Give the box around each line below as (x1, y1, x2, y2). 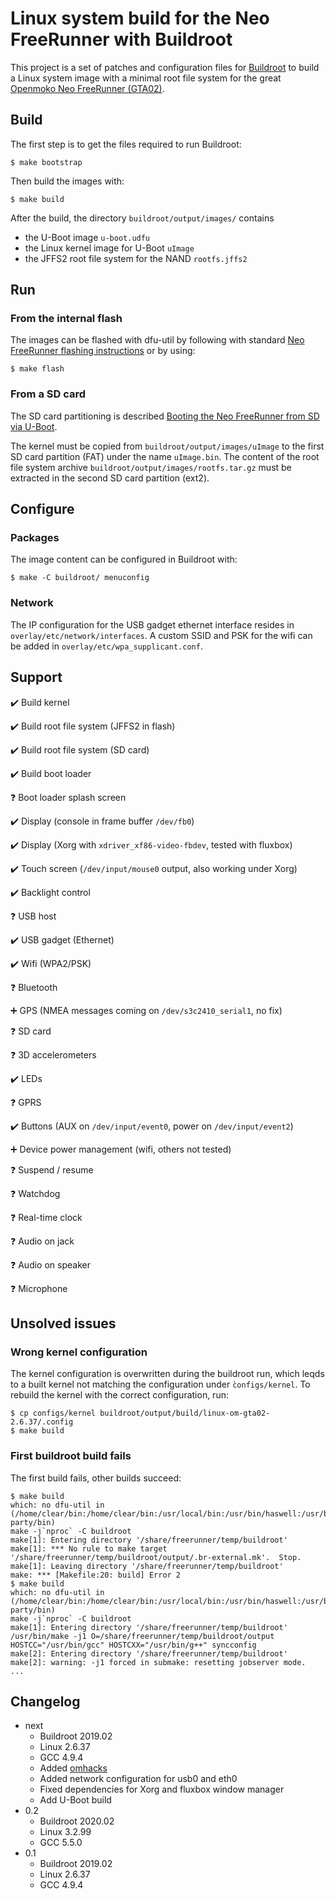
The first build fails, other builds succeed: (10, 1472, 182, 1484)
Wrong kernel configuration (10, 1345, 148, 1359)
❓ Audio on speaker (10, 1258, 91, 1271)
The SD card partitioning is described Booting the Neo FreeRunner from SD (10, 410, 320, 422)
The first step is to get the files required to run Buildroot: (10, 138, 242, 150)
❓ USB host (10, 910, 57, 922)
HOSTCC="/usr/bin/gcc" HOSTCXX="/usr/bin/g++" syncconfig (10, 1640, 257, 1650)
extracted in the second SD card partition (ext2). (10, 472, 210, 484)
